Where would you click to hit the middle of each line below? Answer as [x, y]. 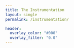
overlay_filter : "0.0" [34, 38]
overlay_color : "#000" [34, 33]
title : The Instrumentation [35, 10]
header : [13, 28]
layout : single [21, 15]
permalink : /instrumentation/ [37, 19]
